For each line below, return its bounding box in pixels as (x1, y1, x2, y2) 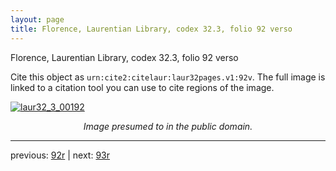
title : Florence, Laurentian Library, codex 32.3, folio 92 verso (10, 24, 293, 34)
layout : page (10, 14, 65, 25)
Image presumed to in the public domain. (83, 120, 253, 132)
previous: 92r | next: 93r (10, 149, 111, 161)
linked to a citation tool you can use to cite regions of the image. (10, 81, 275, 93)
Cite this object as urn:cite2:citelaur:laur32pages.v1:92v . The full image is (10, 71, 326, 83)
